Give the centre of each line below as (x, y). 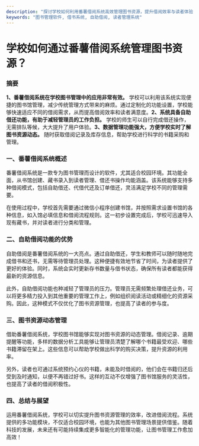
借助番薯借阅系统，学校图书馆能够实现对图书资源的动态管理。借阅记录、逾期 (99, 334)
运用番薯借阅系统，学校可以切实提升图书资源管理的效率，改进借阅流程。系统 (99, 415)
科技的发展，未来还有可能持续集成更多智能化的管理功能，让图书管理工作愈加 (99, 430)
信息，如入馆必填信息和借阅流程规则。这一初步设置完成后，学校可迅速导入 (102, 215)
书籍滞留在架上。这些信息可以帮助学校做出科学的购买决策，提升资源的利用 (97, 349)
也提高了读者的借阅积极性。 (40, 384)
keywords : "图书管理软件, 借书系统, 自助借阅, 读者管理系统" (74, 17)
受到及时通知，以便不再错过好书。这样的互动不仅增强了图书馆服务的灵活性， (99, 376)
